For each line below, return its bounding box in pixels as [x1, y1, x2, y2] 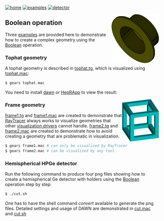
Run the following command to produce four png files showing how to [5, 171, 145, 177]
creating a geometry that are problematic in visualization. [5, 133, 120, 139]
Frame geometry [5, 101, 45, 108]
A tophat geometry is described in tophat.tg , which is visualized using [5, 65, 145, 71]
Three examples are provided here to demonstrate [5, 32, 106, 38]
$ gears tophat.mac [5, 80, 45, 85]
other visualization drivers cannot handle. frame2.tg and [5, 123, 118, 129]
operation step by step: [5, 181, 52, 187]
